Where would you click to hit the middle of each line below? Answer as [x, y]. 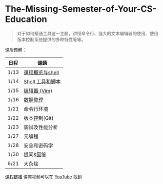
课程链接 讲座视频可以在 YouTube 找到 [43, 177]
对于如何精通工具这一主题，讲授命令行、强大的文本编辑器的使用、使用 [88, 33]
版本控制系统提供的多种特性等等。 [51, 39]
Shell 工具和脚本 [42, 81]
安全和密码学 [38, 146]
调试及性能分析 [41, 127]
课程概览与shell [41, 73]
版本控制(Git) [39, 118]
